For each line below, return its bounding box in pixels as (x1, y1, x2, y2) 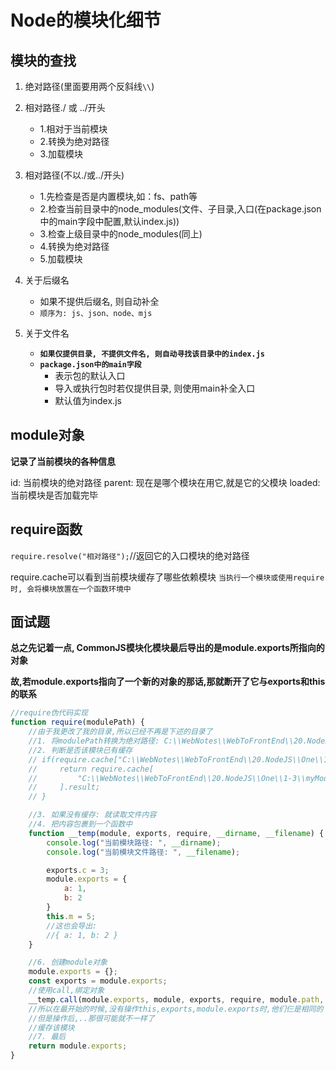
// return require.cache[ (28, 764, 155, 774)
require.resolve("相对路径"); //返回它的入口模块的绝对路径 (10, 549, 250, 561)
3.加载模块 (39, 148, 83, 160)
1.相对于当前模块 (39, 123, 108, 135)
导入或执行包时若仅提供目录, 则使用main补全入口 (54, 382, 256, 394)
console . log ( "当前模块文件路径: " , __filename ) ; (46, 847, 241, 857)
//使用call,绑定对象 (28, 986, 105, 996)
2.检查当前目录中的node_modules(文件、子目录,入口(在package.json (39, 203, 322, 215)
